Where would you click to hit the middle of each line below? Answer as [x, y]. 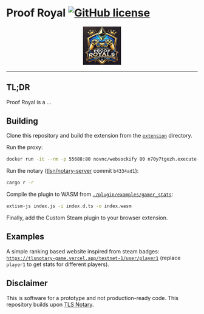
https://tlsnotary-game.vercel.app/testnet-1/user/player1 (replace [93, 258]
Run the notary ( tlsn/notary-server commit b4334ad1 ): [73, 171]
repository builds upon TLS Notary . [50, 304]
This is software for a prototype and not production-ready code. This [93, 298]
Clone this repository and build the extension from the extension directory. [99, 136]
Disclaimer [27, 283]
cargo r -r [20, 183]
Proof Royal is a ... [29, 102]
